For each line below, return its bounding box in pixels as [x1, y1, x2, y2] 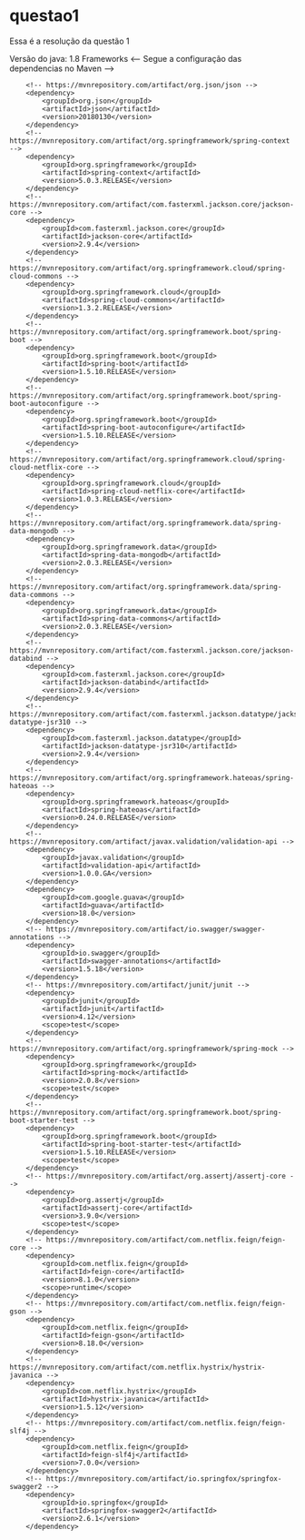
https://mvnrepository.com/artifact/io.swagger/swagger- [45, 925, 266, 934]
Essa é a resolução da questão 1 [9, 35, 130, 46]
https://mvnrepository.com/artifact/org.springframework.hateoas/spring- [9, 773, 295, 783]
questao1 [9, 5, 80, 26]
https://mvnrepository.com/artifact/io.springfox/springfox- [45, 1474, 282, 1484]
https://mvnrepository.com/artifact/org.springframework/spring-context [9, 136, 290, 146]
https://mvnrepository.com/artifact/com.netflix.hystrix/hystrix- [9, 1363, 266, 1372]
